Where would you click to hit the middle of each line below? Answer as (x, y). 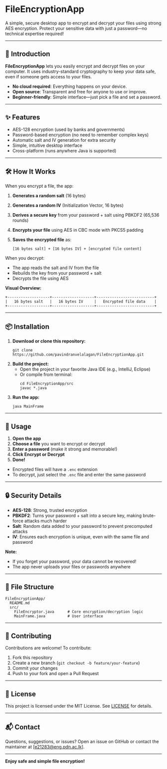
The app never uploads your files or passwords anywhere (71, 567)
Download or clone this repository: (49, 341)
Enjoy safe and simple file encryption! (45, 761)
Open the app (27, 438)
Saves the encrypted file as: (42, 240)
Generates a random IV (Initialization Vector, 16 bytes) (68, 205)
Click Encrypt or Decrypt (39, 454)
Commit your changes (35, 668)
